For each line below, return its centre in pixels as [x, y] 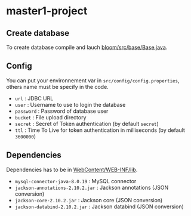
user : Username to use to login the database [70, 104]
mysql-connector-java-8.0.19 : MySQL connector [76, 181]
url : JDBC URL [34, 98]
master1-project [47, 11]
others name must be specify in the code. [57, 87]
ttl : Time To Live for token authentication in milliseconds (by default [100, 130]
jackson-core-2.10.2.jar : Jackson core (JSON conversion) [89, 200]
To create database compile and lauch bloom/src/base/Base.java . [87, 47]
